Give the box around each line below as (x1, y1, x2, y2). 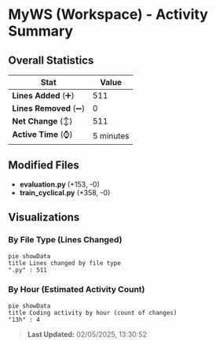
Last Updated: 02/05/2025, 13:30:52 (27, 329, 148, 339)
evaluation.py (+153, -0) (19, 179, 100, 189)
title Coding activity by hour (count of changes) (8, 308, 178, 316)
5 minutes (92, 130, 130, 141)
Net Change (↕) (12, 116, 73, 127)
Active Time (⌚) (12, 129, 73, 139)
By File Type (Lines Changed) (8, 234, 123, 245)
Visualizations (8, 211, 80, 224)
